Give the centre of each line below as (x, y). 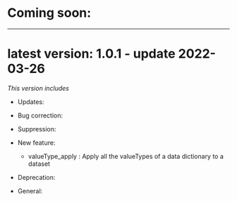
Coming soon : (49, 13)
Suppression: (37, 129)
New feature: (36, 143)
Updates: (31, 102)
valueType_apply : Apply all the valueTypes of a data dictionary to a (126, 156)
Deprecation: (36, 177)
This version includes (38, 88)
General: (30, 190)
